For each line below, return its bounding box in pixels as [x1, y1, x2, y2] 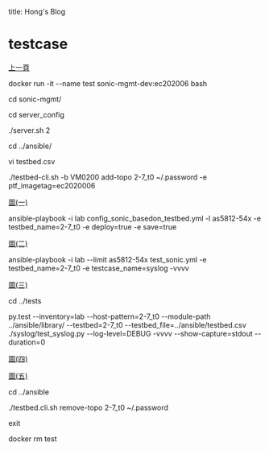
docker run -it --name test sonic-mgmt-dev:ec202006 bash [8, 78, 208, 88]
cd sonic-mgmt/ [8, 94, 62, 104]
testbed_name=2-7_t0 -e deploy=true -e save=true [8, 221, 177, 232]
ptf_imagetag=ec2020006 [8, 180, 96, 190]
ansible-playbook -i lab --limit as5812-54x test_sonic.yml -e [8, 254, 207, 264]
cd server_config [8, 109, 64, 119]
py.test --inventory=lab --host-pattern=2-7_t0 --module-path [8, 312, 211, 321]
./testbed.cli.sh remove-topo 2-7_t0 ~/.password [8, 403, 169, 412]
